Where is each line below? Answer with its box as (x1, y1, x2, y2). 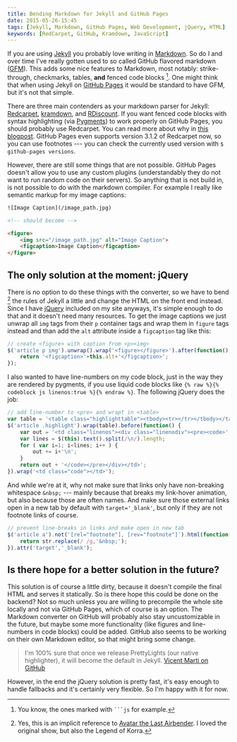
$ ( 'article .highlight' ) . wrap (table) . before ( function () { (7, 422, 181, 429)
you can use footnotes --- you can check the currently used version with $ (7, 139, 224, 148)
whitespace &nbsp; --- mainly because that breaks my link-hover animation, (7, 488, 227, 497)
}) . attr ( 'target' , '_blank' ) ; (7, 544, 93, 551)
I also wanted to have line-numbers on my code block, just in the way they (7, 372, 224, 382)
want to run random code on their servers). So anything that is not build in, (7, 175, 224, 184)
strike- (200, 64, 219, 73)
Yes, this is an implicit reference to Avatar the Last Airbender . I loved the (17, 719, 227, 728)
